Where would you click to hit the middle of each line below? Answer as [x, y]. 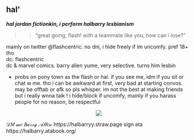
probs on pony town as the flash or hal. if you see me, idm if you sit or [99, 76]
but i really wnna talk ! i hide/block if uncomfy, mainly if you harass [95, 95]
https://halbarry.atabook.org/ [41, 131]
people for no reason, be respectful [58, 102]
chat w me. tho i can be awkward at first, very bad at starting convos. [99, 83]
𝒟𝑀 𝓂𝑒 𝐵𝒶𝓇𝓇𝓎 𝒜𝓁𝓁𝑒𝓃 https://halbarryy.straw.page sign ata [74, 124]
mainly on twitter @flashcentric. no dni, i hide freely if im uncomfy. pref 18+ [97, 46]
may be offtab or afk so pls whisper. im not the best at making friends [99, 89]
